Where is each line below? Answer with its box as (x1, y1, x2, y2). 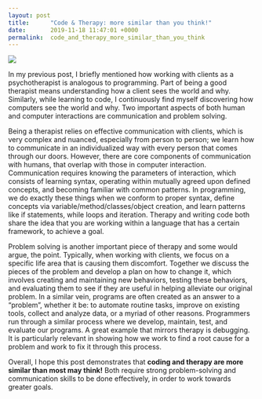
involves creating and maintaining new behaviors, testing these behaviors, (8, 276, 248, 285)
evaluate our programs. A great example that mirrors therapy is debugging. (8, 325, 250, 335)
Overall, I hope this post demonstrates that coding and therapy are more (8, 357, 244, 367)
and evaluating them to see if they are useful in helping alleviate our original (8, 284, 253, 293)
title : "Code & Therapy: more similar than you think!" (8, 19, 213, 27)
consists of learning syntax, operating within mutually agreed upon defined (8, 177, 251, 186)
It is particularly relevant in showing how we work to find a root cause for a (8, 334, 249, 343)
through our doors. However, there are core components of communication (8, 152, 251, 161)
